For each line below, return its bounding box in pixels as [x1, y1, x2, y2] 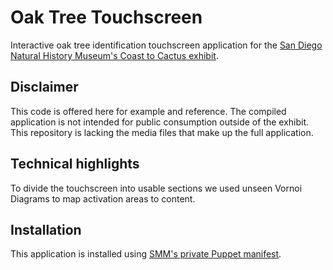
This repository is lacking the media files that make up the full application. [10, 126, 314, 138]
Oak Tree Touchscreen [10, 6, 203, 29]
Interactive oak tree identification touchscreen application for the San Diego [10, 39, 323, 51]
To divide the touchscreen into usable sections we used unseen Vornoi [10, 182, 303, 194]
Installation [10, 221, 82, 238]
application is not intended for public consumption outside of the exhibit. [10, 116, 310, 128]
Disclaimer [10, 79, 79, 96]
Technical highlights [10, 156, 140, 173]
